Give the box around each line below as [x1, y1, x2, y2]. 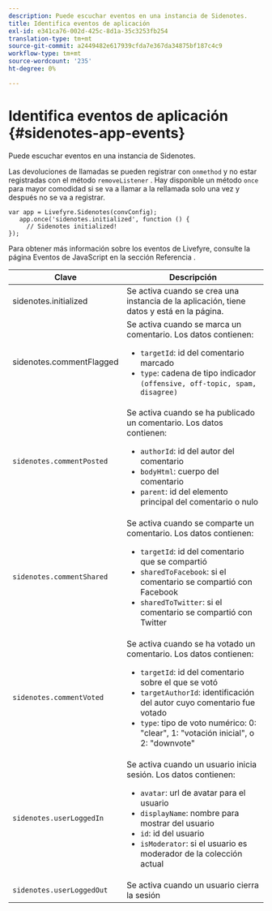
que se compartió [140, 556, 208, 567]
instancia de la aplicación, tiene [126, 295, 246, 307]
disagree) [140, 387, 178, 397]
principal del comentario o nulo [140, 496, 259, 507]
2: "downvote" [140, 737, 196, 749]
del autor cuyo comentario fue [140, 697, 256, 708]
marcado [140, 357, 175, 368]
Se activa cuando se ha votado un [126, 638, 256, 649]
